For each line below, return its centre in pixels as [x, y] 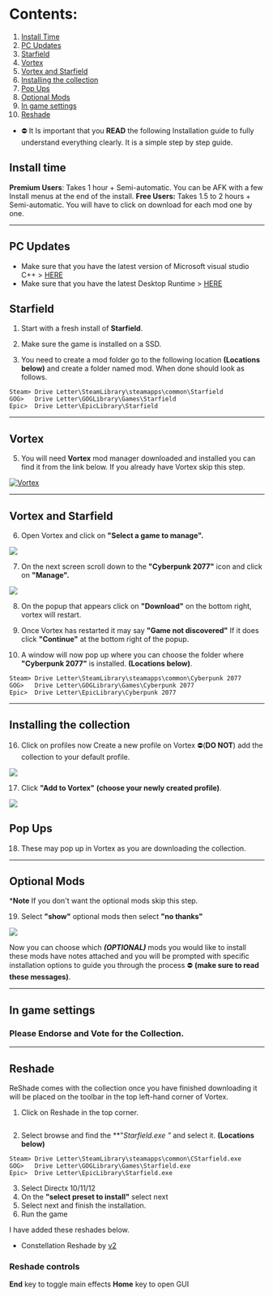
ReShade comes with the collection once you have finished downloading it [133, 1088]
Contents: [43, 14]
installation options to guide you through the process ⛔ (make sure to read [134, 965]
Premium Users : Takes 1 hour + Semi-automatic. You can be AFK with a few [136, 187]
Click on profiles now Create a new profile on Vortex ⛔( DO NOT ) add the [142, 745]
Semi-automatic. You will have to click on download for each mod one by [131, 205]
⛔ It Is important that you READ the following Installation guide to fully [137, 130]
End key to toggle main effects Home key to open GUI [99, 1284]
